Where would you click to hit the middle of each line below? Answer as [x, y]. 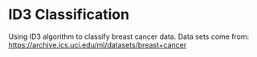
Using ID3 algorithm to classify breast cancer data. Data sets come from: [129, 36]
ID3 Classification [69, 15]
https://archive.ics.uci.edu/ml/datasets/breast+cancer [98, 44]
